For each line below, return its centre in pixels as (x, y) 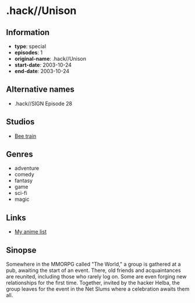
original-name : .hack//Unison (50, 59)
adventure (27, 168)
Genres (19, 154)
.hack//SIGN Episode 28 (43, 103)
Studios (20, 122)
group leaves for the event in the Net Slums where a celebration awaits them (98, 289)
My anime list (30, 232)
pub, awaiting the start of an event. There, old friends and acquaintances (94, 270)
